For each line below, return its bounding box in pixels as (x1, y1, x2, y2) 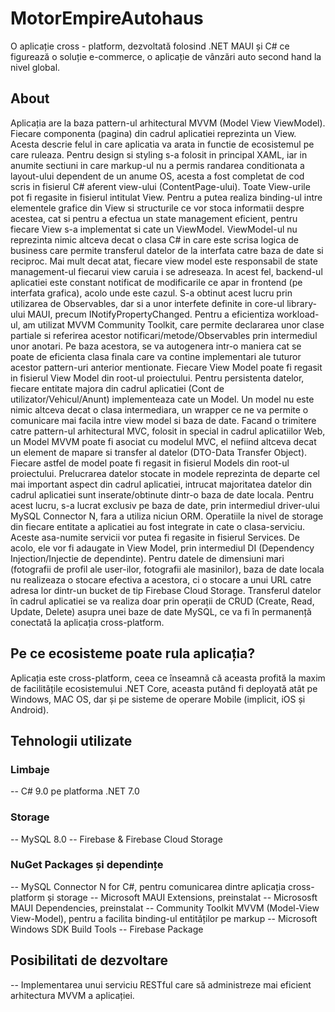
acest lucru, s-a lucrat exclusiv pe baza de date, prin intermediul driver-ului (10, 499, 320, 511)
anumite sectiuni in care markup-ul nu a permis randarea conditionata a (10, 159, 305, 171)
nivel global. (10, 61, 61, 73)
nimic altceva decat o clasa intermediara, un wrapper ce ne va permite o (10, 403, 309, 416)
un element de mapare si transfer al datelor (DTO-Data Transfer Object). (10, 446, 308, 458)
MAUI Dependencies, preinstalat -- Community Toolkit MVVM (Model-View (10, 902, 320, 914)
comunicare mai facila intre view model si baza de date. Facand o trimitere (10, 414, 317, 426)
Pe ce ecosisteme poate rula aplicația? (10, 645, 256, 662)
